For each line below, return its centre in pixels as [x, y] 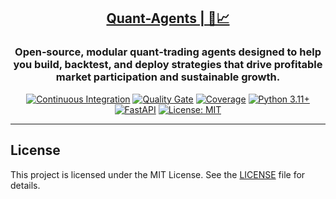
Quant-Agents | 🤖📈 [168, 18]
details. [25, 185]
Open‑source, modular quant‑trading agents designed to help [168, 52]
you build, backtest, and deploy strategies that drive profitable [168, 65]
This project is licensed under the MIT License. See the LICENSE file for [158, 174]
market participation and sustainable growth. [168, 77]
